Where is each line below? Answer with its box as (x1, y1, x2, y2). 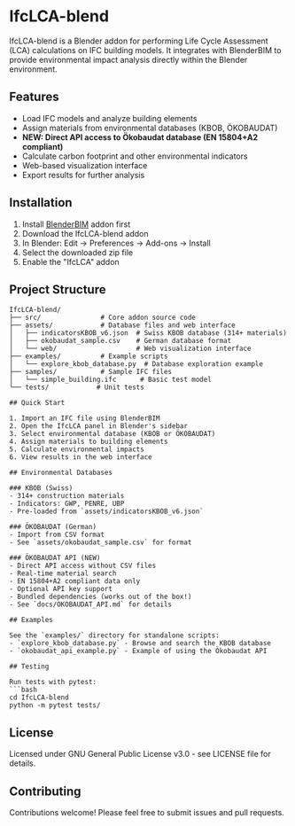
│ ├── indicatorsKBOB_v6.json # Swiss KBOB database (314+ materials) (9, 329, 288, 338)
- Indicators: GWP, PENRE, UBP (9, 499, 125, 509)
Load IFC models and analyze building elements (21, 113, 198, 123)
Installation (9, 195, 73, 210)
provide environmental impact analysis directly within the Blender (9, 54, 248, 65)
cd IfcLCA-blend (9, 693, 69, 702)
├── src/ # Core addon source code (9, 313, 197, 323)
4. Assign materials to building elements (9, 437, 168, 447)
